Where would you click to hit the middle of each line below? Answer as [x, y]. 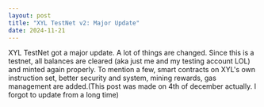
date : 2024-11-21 [37, 30]
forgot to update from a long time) [63, 95]
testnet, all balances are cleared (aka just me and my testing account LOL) [130, 61]
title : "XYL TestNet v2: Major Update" [74, 23]
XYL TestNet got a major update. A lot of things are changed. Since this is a [131, 53]
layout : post [30, 15]
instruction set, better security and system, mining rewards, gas [112, 78]
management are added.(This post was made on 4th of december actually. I [132, 86]
